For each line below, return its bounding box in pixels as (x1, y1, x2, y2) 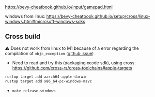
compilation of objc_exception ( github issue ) (5, 50, 94, 56)
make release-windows (12, 88, 56, 93)
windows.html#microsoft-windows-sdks (5, 19, 86, 24)
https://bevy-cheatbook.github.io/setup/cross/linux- (46, 14, 151, 19)
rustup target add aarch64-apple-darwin (5, 74, 88, 79)
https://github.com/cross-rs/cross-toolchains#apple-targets (12, 65, 132, 70)
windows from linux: (5, 14, 46, 19)
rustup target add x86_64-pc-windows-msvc (5, 79, 92, 83)
